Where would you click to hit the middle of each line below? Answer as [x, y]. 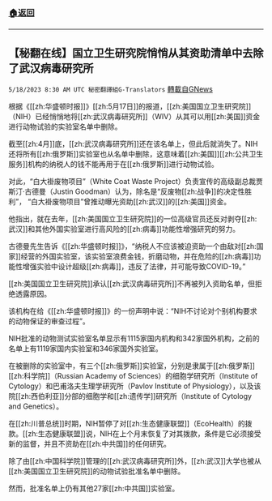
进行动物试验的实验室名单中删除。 [65, 126]
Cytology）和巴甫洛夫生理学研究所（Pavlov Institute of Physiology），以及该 [135, 386]
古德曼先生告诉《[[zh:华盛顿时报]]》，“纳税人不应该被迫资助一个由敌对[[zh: [132, 246]
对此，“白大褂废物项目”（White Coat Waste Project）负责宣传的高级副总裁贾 [136, 182]
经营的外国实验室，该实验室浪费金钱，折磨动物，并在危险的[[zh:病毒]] [137, 256]
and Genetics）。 [36, 406]
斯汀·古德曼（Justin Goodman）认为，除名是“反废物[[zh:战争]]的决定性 [127, 191]
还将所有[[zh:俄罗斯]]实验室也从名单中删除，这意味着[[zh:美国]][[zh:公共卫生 [136, 154]
